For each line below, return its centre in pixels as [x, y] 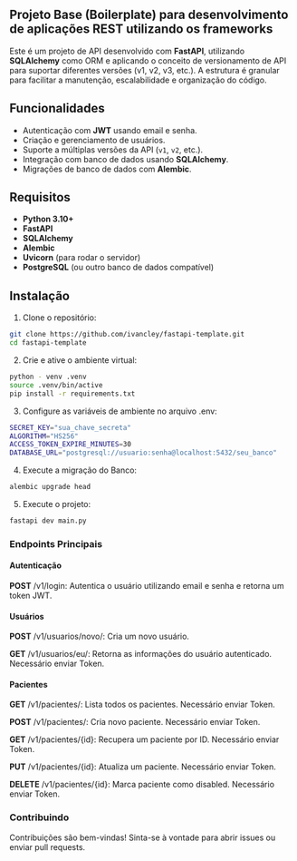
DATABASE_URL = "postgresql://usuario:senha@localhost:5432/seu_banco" [144, 453]
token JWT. [31, 595]
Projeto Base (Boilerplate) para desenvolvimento [149, 15]
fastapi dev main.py [48, 521]
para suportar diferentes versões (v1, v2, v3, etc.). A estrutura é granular [145, 70]
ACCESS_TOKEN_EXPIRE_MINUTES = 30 [70, 445]
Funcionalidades [57, 108]
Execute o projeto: [57, 504]
